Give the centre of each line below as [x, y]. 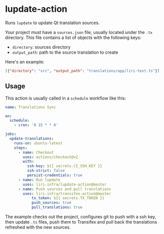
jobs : [11, 134]
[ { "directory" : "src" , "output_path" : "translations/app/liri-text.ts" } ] [82, 71]
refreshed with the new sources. [38, 227]
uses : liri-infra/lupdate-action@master [65, 184]
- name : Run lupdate [39, 180]
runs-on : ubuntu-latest [38, 143]
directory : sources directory [41, 47]
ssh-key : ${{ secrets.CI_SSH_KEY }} [65, 166]
